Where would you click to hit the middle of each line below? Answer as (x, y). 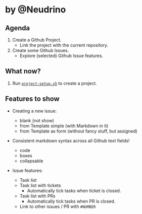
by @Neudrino (35, 10)
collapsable (31, 161)
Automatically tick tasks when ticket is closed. (74, 191)
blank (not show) (37, 120)
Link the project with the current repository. (64, 45)
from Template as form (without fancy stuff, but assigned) (78, 131)
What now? (23, 71)
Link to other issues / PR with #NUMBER (58, 206)
